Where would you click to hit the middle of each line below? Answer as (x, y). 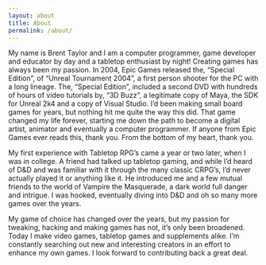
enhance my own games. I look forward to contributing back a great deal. (128, 253)
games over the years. (45, 204)
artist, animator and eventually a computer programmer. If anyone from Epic (132, 129)
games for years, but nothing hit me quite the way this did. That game (122, 112)
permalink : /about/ (40, 30)
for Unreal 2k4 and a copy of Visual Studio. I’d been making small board (125, 103)
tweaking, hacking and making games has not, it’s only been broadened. (127, 228)
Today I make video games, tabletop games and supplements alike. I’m (124, 236)
